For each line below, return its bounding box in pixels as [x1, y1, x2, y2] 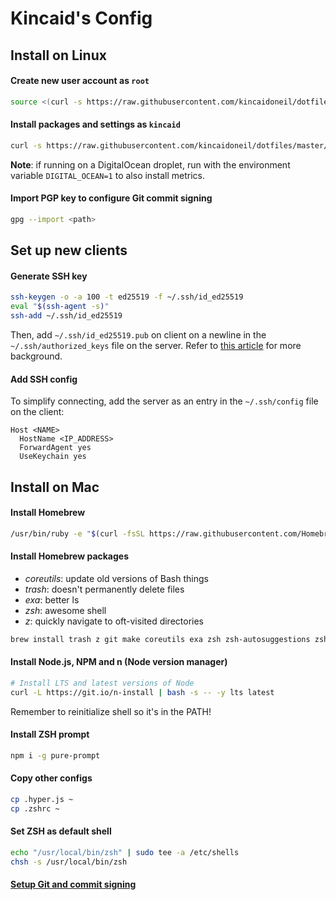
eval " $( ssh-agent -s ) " [10, 302, 110, 312]
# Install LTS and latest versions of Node [10, 678, 195, 688]
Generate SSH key [10, 270, 88, 282]
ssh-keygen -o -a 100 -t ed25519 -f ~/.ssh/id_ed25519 [10, 292, 244, 302]
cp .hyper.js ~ [10, 795, 74, 805]
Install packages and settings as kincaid [10, 118, 181, 131]
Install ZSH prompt [10, 728, 90, 741]
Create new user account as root [10, 75, 150, 87]
